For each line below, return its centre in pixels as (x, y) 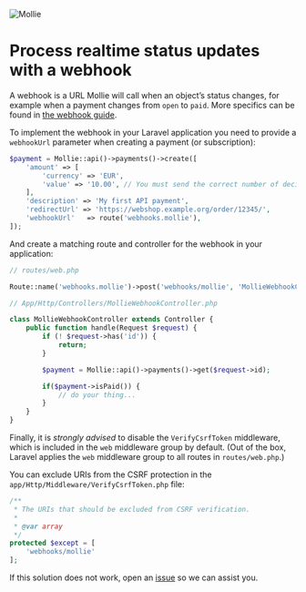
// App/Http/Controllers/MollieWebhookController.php (114, 303)
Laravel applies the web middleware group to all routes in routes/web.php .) (147, 457)
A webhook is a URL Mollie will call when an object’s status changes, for (144, 95)
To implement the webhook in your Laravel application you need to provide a (153, 132)
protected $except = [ (52, 543)
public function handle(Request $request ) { (112, 328)
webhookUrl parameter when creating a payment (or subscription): (133, 142)
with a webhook (71, 71)
